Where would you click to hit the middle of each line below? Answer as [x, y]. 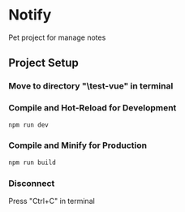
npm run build [32, 162]
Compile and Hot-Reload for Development [92, 108]
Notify [30, 15]
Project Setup [44, 63]
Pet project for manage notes [57, 37]
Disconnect [32, 183]
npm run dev [28, 125]
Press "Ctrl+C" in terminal [52, 201]
